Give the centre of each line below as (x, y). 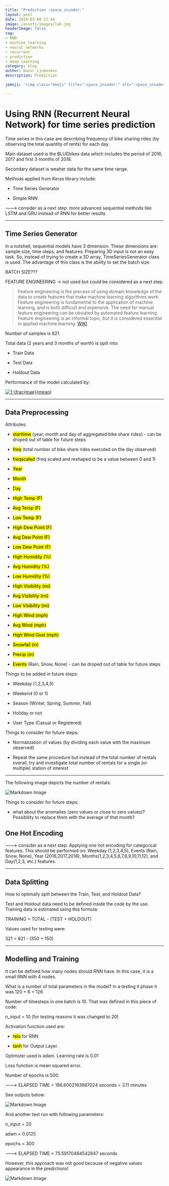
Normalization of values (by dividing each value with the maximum (81, 742)
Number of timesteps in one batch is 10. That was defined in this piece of (81, 1002)
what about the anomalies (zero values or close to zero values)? (79, 812)
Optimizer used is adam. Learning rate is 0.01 (52, 1055)
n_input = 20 (18, 1124)
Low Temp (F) (27, 518)
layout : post (19, 15)
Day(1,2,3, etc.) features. (31, 861)
